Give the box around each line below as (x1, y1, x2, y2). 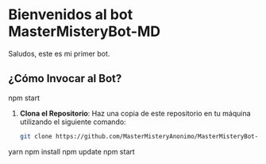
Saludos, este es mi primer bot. (8, 49, 110, 58)
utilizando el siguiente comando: (19, 117, 126, 127)
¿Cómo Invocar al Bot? (8, 72, 122, 85)
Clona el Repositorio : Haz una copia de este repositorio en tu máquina (19, 108, 252, 118)
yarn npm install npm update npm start (8, 146, 135, 156)
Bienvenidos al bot (8, 6, 133, 24)
